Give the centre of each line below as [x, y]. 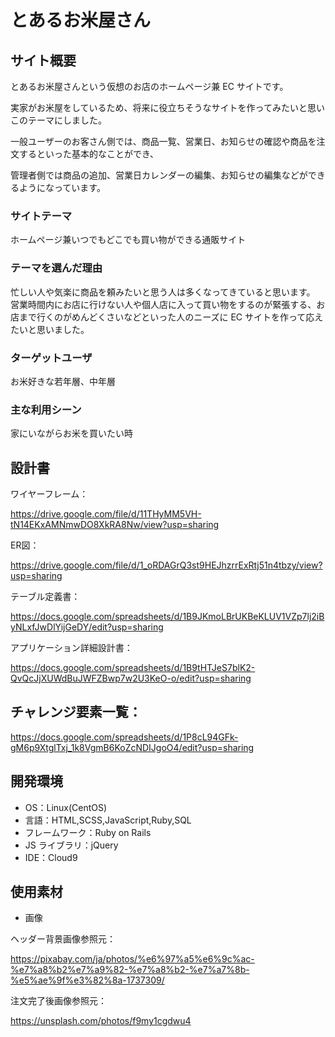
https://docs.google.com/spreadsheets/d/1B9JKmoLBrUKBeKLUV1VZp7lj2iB [167, 616]
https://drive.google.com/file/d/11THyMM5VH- [106, 514]
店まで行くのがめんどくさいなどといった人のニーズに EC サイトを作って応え [167, 317]
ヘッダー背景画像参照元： [63, 939]
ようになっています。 [62, 187]
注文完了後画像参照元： [58, 1001]
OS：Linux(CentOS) [66, 807]
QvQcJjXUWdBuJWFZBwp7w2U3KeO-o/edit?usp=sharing [131, 678]
